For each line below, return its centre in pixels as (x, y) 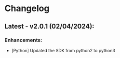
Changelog (27, 8)
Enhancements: (23, 40)
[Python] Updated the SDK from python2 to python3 (63, 50)
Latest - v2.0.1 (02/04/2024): (49, 26)
